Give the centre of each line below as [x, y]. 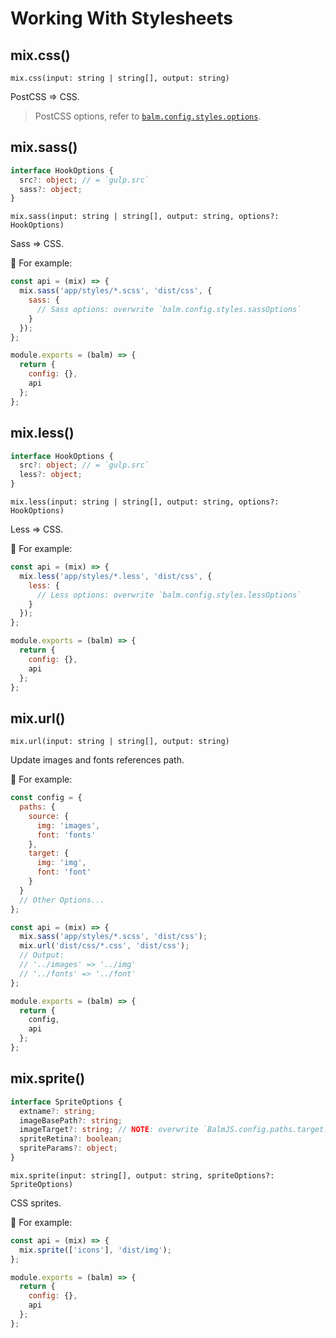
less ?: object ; [51, 475]
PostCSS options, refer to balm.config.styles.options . [148, 116]
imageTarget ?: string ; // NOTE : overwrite [109, 1130]
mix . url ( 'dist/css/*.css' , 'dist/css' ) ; [104, 946]
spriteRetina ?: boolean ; [71, 1139]
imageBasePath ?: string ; [71, 1120]
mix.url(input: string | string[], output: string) [120, 742]
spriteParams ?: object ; [68, 1148]
